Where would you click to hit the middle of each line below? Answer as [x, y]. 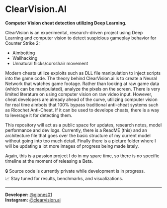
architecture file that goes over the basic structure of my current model [78, 135]
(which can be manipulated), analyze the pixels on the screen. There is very [83, 89]
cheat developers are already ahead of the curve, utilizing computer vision [81, 99]
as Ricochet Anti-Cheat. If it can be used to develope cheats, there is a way [82, 110]
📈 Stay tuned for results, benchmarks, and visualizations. [64, 178]
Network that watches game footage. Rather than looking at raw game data [82, 84]
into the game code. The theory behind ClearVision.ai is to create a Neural [81, 78]
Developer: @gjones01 [29, 195]
